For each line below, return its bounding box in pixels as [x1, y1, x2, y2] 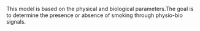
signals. [6, 18, 26, 25]
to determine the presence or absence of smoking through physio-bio [6, 12, 183, 19]
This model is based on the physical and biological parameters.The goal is [6, 5, 194, 12]
